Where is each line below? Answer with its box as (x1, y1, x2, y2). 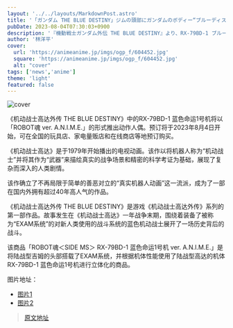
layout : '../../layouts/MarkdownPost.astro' (7, 10, 138, 17)
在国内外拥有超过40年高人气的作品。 (7, 188, 112, 196)
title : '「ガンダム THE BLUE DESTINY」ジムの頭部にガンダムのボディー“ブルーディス (7, 17, 227, 24)
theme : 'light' (7, 74, 51, 82)
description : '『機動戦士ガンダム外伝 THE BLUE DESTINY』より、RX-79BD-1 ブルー (7, 29, 227, 37)
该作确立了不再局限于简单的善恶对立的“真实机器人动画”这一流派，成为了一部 (7, 179, 225, 188)
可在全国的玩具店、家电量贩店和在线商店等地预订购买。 (19, 132, 178, 140)
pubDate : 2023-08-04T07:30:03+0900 (7, 23, 110, 30)
